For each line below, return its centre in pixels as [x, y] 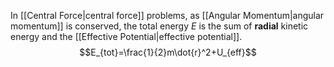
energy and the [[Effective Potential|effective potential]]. [126, 36]
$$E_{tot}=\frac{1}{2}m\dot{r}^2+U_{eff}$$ [168, 52]
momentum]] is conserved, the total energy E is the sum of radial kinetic [159, 26]
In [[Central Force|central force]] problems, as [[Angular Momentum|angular [167, 15]
